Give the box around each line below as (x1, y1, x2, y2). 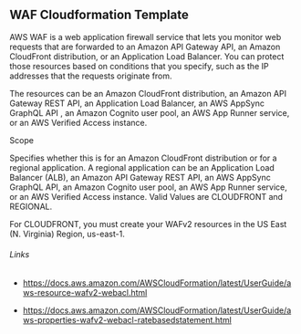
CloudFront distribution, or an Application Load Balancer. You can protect (9, 50, 285, 62)
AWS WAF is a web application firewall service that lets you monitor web (9, 31, 282, 42)
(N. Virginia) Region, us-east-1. (9, 228, 125, 239)
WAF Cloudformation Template (9, 7, 189, 23)
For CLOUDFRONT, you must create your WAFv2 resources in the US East (9, 218, 287, 229)
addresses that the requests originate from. (9, 70, 172, 81)
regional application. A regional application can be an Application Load (9, 162, 275, 172)
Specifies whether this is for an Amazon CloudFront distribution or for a (9, 152, 277, 163)
